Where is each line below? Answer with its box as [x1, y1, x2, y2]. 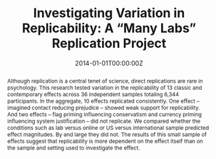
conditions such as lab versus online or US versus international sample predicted [6, 123, 210, 131]
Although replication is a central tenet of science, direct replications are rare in [6, 77, 203, 85]
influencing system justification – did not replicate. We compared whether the [6, 117, 201, 125]
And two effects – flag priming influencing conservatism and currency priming [6, 111, 202, 118]
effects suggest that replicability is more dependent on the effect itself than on [6, 137, 203, 145]
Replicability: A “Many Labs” [21, 20, 197, 36]
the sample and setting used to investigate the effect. [6, 144, 140, 151]
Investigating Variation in [33, 5, 185, 21]
